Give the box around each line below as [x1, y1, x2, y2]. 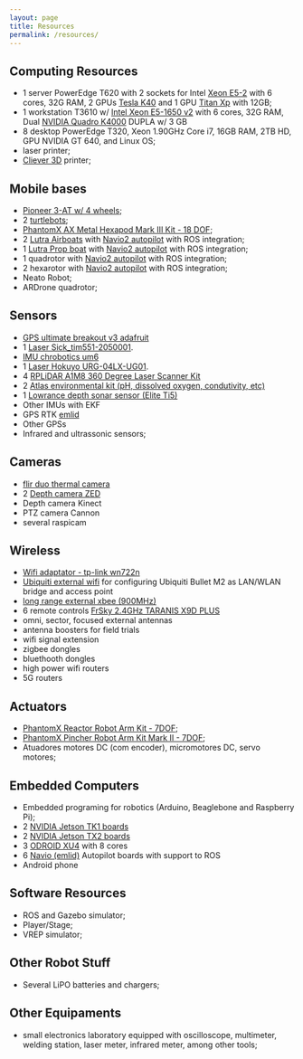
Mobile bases [9, 181, 88, 196]
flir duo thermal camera [22, 478, 110, 489]
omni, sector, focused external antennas [22, 615, 174, 626]
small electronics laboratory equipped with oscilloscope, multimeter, [22, 1029, 278, 1040]
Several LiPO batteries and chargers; [22, 979, 160, 990]
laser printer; [22, 146, 71, 156]
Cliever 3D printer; [22, 155, 92, 165]
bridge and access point [22, 586, 114, 597]
